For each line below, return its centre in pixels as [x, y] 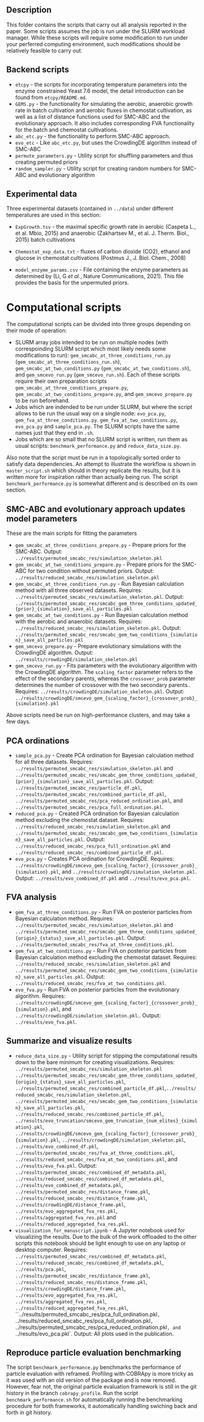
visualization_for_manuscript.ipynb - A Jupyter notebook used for [100, 1230]
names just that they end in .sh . [55, 433]
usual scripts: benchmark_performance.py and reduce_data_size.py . [98, 446]
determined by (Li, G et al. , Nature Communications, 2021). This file [99, 276]
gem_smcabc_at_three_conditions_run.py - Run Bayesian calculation [99, 584]
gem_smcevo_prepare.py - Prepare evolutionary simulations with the [98, 646]
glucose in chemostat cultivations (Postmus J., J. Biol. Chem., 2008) [100, 258]
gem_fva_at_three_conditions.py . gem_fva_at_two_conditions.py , [96, 420]
